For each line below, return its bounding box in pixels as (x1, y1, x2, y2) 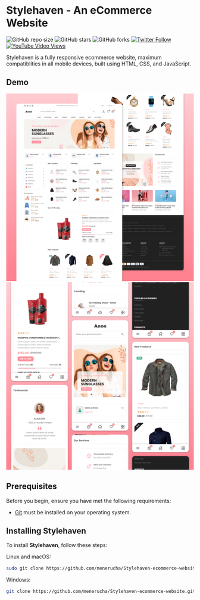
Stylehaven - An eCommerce (6, 4, 152, 17)
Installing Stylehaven (6, 526, 86, 536)
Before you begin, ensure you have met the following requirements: (6, 497, 171, 504)
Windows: (6, 576, 31, 583)
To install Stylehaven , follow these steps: (6, 542, 108, 549)
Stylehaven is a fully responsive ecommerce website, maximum (6, 54, 162, 61)
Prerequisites (6, 482, 57, 492)
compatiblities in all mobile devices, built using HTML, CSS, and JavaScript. (6, 60, 192, 67)
